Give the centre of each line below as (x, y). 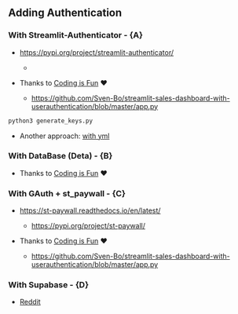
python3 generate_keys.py (50, 121)
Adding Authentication (65, 13)
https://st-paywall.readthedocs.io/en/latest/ (90, 210)
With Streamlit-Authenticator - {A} (76, 35)
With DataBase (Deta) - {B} (60, 156)
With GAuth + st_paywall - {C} (67, 193)
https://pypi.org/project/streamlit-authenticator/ (97, 52)
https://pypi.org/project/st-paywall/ (88, 226)
